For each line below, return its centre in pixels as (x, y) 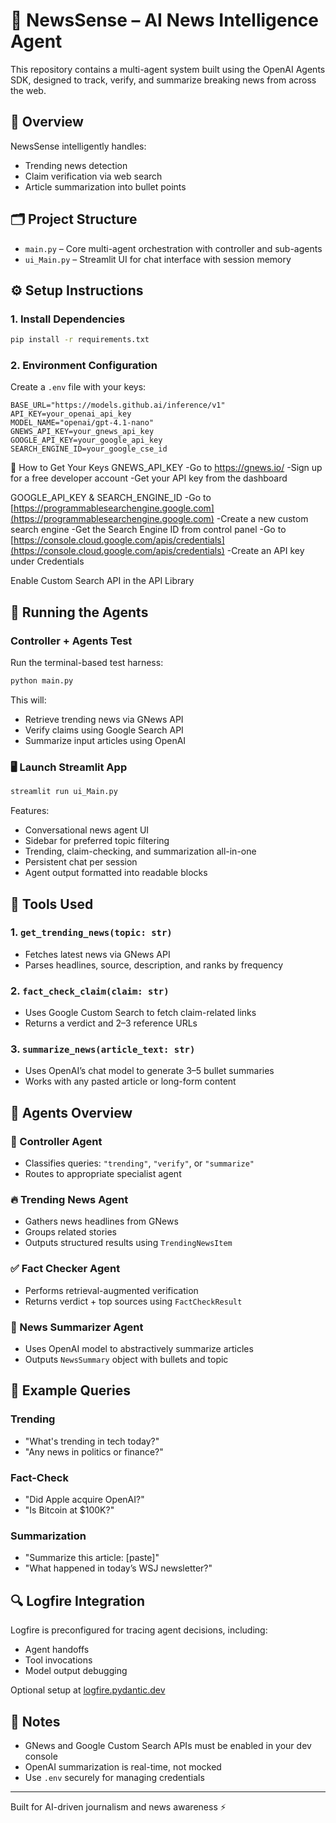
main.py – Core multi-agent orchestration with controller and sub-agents (173, 248)
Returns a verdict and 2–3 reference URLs (111, 1023)
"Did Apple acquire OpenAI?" (84, 1499)
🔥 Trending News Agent (69, 1200)
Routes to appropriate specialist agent (103, 1174)
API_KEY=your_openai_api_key (71, 414)
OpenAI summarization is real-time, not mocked (123, 1766)
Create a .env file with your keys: (78, 387)
